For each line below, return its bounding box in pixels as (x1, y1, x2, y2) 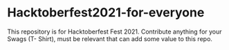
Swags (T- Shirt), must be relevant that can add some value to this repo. (7, 34, 213, 42)
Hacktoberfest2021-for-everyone (7, 5, 205, 21)
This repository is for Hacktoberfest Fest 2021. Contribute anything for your (7, 27, 223, 36)
